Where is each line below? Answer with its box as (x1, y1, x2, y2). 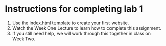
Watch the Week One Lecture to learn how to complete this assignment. (12, 25, 162, 31)
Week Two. (12, 36, 36, 42)
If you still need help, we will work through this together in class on (12, 30, 151, 36)
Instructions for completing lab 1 (5, 3, 143, 15)
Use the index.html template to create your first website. (12, 20, 129, 26)
